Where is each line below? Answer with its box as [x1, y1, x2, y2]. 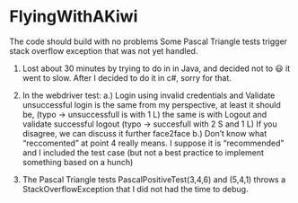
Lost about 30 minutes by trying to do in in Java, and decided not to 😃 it [22, 63, 291, 74]
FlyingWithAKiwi [9, 6, 138, 27]
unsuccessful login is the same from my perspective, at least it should [22, 99, 281, 110]
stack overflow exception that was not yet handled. [9, 45, 198, 56]
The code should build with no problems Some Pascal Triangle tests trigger [9, 36, 288, 47]
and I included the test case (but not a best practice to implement [22, 146, 265, 158]
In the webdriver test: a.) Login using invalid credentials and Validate [22, 90, 276, 101]
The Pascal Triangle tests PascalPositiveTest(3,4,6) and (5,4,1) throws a [22, 173, 286, 185]
